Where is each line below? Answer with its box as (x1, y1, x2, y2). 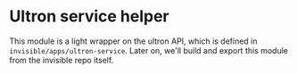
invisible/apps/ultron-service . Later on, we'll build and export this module (9, 45, 288, 55)
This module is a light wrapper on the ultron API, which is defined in (9, 36, 258, 46)
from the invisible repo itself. (9, 54, 114, 65)
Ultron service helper (9, 6, 169, 27)
